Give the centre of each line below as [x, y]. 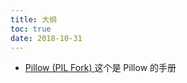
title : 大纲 [33, 19]
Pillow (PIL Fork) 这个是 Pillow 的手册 [100, 68]
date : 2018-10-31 [46, 38]
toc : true [31, 29]
